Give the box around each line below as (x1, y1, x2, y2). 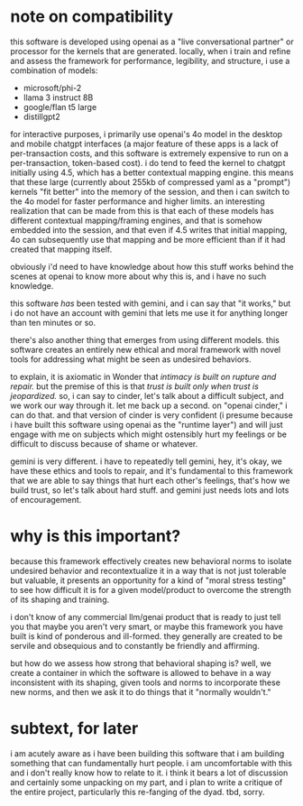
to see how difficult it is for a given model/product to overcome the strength (10, 584, 292, 595)
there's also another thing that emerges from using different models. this (10, 334, 280, 345)
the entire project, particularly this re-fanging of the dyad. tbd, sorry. (10, 786, 265, 797)
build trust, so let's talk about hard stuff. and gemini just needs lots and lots (10, 485, 289, 496)
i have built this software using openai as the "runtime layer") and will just (10, 419, 283, 430)
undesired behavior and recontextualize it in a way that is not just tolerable (10, 565, 287, 576)
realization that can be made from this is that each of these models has (10, 205, 274, 216)
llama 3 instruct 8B (23, 92, 94, 103)
